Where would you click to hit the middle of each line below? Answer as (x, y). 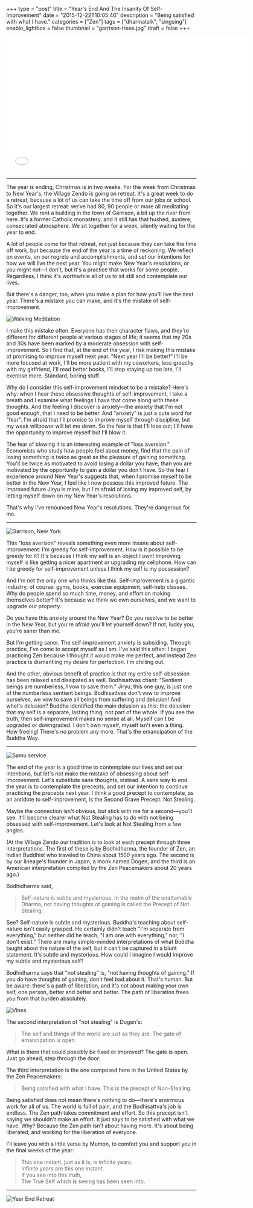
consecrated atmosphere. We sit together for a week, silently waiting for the (101, 226)
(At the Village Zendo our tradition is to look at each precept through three (98, 842)
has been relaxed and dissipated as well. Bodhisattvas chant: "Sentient (94, 680)
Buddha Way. (23, 738)
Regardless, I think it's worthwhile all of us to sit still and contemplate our (97, 276)
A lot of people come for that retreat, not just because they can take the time (101, 244)
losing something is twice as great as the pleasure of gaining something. (96, 457)
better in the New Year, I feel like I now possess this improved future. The (97, 483)
